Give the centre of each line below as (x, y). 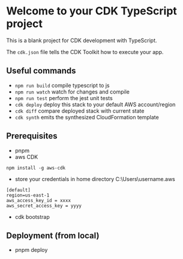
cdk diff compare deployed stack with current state (79, 111)
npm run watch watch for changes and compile (72, 92)
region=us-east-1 (28, 195)
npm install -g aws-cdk (36, 168)
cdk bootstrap (32, 216)
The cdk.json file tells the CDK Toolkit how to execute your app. (85, 52)
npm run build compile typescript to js (62, 85)
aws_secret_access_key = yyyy (44, 206)
